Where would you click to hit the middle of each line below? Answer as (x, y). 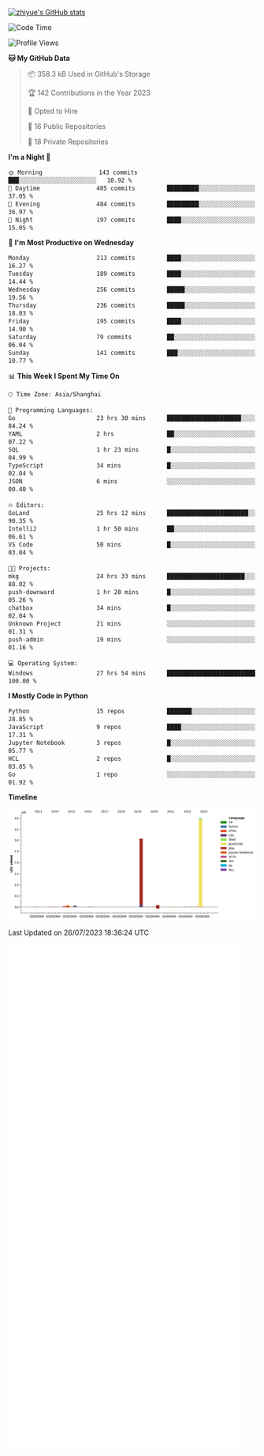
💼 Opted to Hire (53, 111)
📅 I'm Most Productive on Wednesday (71, 242)
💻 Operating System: (43, 664)
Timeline (23, 797)
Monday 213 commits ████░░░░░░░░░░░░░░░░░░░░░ (132, 258)
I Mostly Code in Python (48, 696)
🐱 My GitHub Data (39, 58)
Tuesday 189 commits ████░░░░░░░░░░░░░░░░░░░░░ (132, 274)
